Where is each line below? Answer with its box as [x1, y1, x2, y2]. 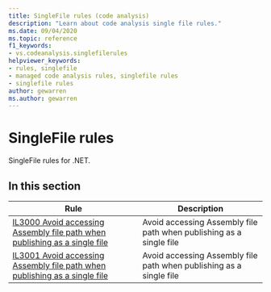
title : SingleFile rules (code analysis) [8, 11, 150, 20]
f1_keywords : [8, 42, 52, 50]
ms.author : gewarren [8, 94, 78, 102]
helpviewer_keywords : [8, 57, 81, 65]
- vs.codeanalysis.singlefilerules [8, 49, 128, 57]
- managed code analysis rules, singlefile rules [8, 72, 179, 80]
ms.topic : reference [8, 34, 78, 43]
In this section [8, 179, 81, 193]
